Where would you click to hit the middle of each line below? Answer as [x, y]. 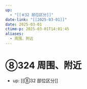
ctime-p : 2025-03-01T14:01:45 [37, 29]
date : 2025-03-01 [24, 24]
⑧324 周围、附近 [43, 66]
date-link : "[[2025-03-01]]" [36, 19]
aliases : [14, 34]
